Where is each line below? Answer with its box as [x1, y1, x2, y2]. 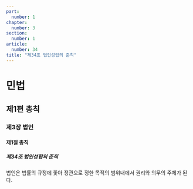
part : [6, 8, 19, 15]
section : [6, 30, 28, 36]
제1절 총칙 [6, 139, 29, 146]
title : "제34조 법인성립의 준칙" [6, 52, 77, 58]
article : [6, 42, 28, 47]
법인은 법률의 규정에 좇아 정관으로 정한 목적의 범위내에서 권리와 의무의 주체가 [6, 169, 182, 176]
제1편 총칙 [6, 104, 40, 114]
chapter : [6, 19, 28, 25]
